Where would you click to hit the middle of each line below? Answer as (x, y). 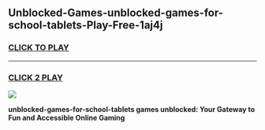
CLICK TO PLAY (39, 48)
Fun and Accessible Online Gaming (67, 117)
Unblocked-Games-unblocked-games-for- (116, 13)
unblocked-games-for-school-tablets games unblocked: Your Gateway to (132, 109)
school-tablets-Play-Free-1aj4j (86, 26)
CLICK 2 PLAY (35, 77)
